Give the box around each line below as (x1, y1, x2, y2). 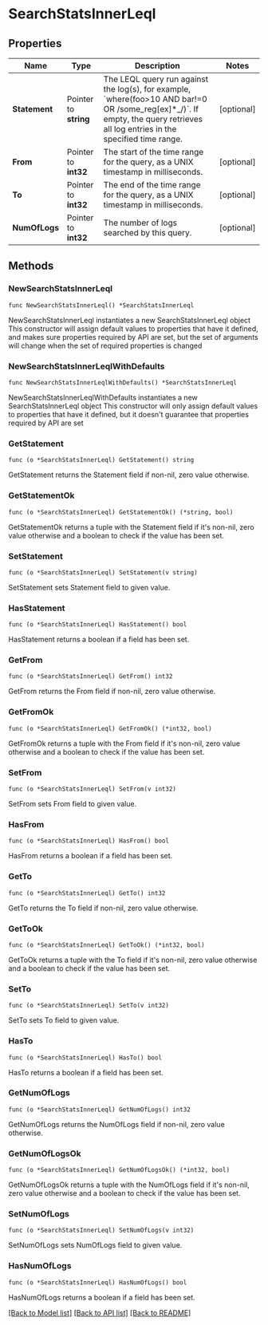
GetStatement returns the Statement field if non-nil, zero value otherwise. (8, 470, 250, 479)
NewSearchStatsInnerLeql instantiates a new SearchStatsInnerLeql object (8, 315, 251, 325)
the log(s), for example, (103, 84, 191, 94)
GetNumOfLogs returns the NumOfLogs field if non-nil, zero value (8, 1119, 225, 1129)
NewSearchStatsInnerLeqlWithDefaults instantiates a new (8, 392, 198, 402)
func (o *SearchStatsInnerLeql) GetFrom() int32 (8, 672, 173, 680)
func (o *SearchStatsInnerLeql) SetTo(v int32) (8, 1002, 170, 1010)
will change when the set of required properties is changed (8, 341, 203, 350)
